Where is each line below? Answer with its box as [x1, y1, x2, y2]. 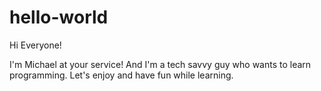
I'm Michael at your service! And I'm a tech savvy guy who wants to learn [9, 58, 312, 70]
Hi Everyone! [9, 39, 62, 51]
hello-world [9, 6, 109, 29]
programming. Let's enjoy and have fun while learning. [9, 69, 234, 81]
